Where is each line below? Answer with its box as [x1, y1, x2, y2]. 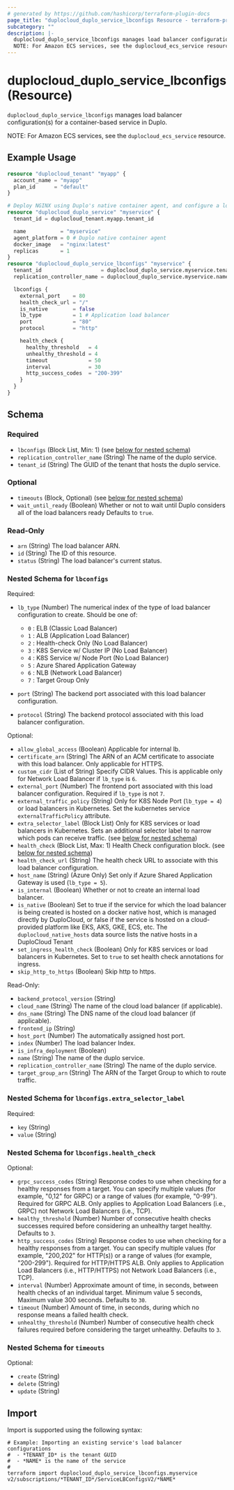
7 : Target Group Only [27, 676, 89, 685]
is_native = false [19, 305, 95, 313]
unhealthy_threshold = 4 [25, 350, 98, 357]
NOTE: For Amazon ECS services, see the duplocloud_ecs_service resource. [7, 131, 226, 140]
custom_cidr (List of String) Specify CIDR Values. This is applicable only [17, 767, 223, 775]
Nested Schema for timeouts [7, 1343, 105, 1353]
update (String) [17, 1387, 61, 1396]
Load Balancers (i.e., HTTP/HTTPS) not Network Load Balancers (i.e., [17, 1266, 217, 1274]
